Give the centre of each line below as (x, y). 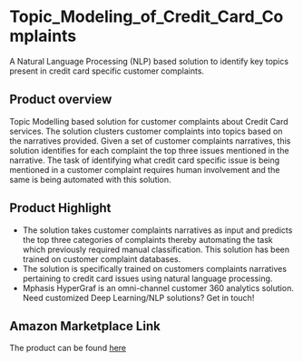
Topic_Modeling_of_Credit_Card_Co (147, 17)
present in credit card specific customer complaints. (107, 71)
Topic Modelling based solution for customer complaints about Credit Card (149, 121)
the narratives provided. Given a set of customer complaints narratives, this (150, 141)
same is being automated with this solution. (90, 179)
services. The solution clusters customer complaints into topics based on (146, 131)
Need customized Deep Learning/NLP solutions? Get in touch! (138, 297)
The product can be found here (68, 348)
